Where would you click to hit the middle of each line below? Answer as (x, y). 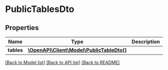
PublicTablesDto (40, 9)
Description (146, 42)
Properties (22, 28)
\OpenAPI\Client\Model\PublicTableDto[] (77, 50)
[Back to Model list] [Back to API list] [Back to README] (62, 62)
